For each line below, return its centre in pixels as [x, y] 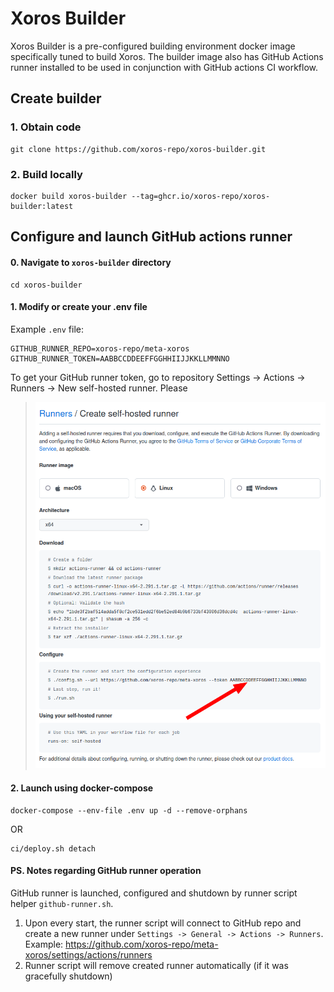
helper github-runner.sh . [62, 903]
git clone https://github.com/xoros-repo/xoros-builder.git [138, 149]
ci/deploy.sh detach [53, 848]
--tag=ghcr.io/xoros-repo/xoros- [201, 196]
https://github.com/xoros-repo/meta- [142, 944]
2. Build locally [46, 174]
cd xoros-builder [46, 285]
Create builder [56, 98]
